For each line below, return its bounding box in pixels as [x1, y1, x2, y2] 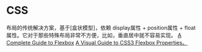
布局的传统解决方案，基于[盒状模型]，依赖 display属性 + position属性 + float [6, 24, 196, 31]
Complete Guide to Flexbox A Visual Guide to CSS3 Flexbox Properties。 [6, 39, 188, 46]
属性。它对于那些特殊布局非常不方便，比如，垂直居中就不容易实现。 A [6, 31, 182, 39]
